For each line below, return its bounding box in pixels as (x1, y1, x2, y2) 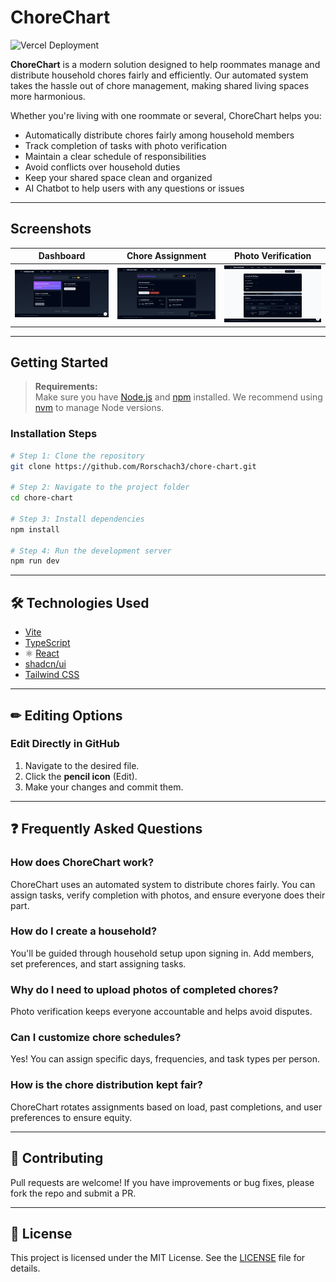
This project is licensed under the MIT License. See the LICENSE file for (10, 1252, 306, 1264)
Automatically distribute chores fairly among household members (24, 129, 295, 141)
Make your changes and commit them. (24, 781, 184, 793)
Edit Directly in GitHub (10, 737, 120, 751)
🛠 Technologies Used (10, 594, 150, 611)
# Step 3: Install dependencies (10, 514, 145, 524)
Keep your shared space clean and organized (24, 171, 213, 183)
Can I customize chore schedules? (10, 1031, 182, 1045)
